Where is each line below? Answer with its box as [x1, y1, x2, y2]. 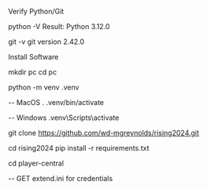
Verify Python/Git [8, 7, 65, 16]
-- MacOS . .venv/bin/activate [8, 98, 105, 107]
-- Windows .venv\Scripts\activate [8, 113, 120, 122]
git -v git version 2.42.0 [8, 37, 85, 46]
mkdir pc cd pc [8, 67, 57, 77]
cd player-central [8, 158, 65, 168]
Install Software [8, 53, 59, 61]
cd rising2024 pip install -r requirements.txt [8, 144, 150, 152]
